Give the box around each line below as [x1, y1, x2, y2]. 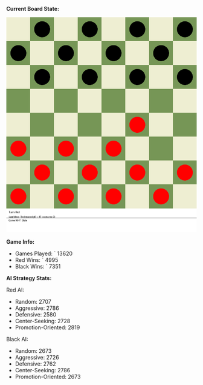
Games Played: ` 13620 [14, 250, 73, 257]
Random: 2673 [14, 347, 52, 354]
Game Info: [6, 238, 35, 245]
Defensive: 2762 [14, 360, 56, 367]
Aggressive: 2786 [14, 304, 59, 312]
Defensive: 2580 [14, 311, 57, 318]
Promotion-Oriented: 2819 [14, 324, 80, 331]
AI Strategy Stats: [6, 275, 52, 281]
